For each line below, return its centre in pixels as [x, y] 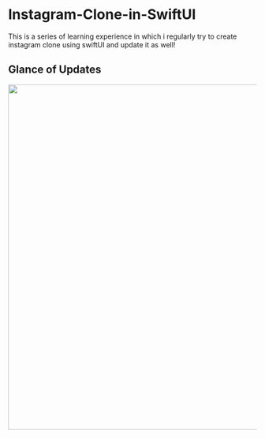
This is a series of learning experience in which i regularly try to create [123, 36]
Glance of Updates [55, 70]
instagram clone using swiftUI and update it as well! [92, 44]
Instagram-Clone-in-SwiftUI [102, 15]
